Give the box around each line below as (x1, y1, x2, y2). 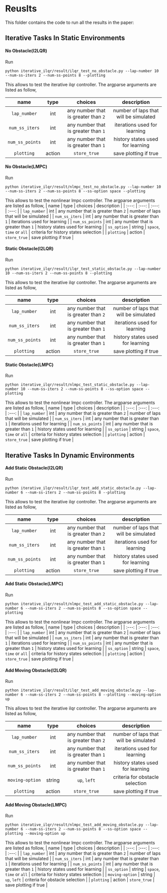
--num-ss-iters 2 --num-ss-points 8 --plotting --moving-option (25, 692, 162, 697)
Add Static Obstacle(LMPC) (5, 581, 64, 587)
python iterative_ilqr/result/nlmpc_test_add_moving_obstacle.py (5, 822, 143, 827)
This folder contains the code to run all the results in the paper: (5, 19, 134, 25)
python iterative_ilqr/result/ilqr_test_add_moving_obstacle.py (5, 688, 141, 693)
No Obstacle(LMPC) (5, 163, 47, 169)
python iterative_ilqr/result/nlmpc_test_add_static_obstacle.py (5, 601, 143, 606)
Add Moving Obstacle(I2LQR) (5, 667, 67, 673)
